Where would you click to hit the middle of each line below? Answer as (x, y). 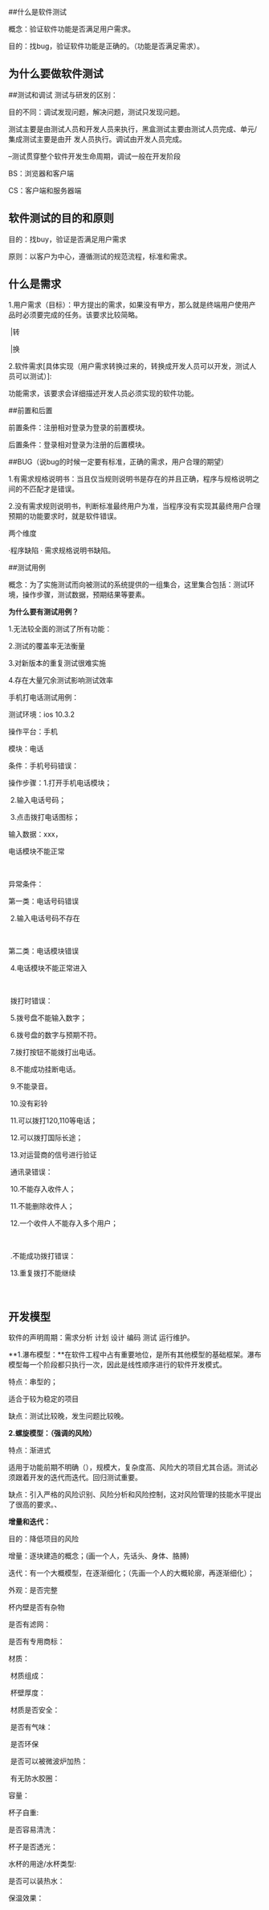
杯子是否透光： (33, 1847)
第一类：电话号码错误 (43, 901)
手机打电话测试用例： (43, 697)
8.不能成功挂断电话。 (45, 1069)
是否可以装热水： (37, 1881)
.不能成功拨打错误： (43, 1256)
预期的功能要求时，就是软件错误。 (65, 516)
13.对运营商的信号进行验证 (53, 1155)
